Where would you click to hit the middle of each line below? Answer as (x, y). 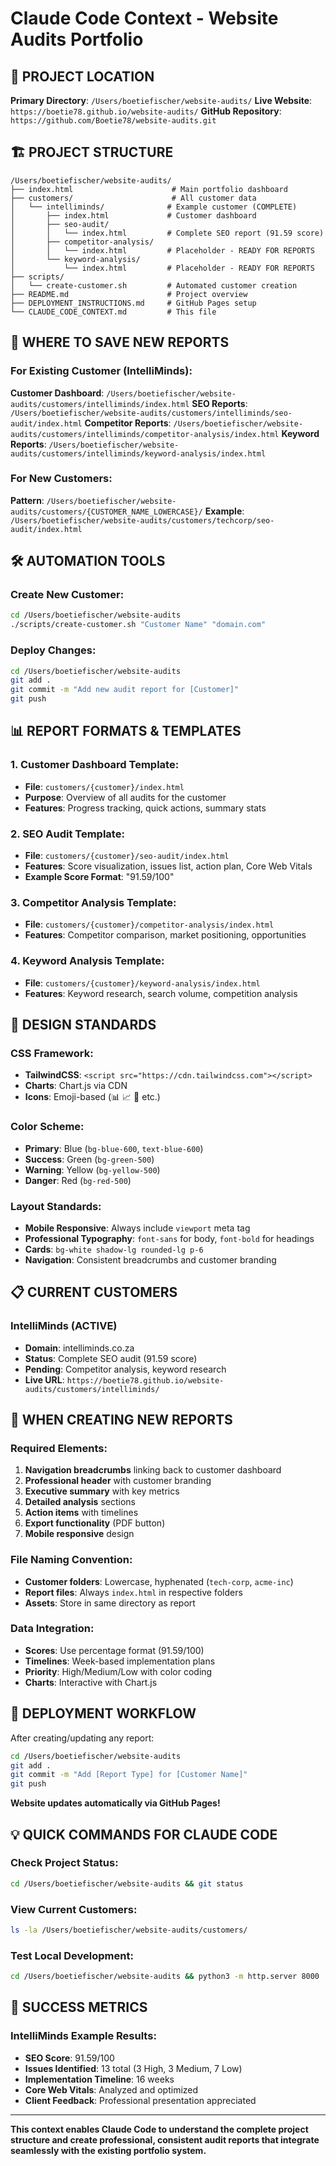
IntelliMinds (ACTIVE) (64, 1326)
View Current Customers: (74, 1909)
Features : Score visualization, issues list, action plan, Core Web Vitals (168, 866)
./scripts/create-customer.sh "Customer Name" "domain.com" (138, 625)
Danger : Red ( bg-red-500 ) (78, 1180)
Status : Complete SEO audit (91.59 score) (111, 1358)
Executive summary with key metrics (102, 1491)
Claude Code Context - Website (144, 18)
